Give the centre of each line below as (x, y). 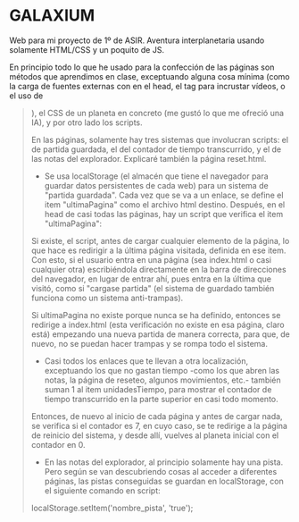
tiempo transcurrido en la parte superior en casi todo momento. (161, 399)
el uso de (26, 96)
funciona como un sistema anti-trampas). (107, 298)
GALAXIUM (52, 16)
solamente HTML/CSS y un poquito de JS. (87, 49)
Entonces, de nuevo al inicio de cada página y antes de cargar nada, (157, 416)
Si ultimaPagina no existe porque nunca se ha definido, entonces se (156, 315)
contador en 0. (58, 444)
